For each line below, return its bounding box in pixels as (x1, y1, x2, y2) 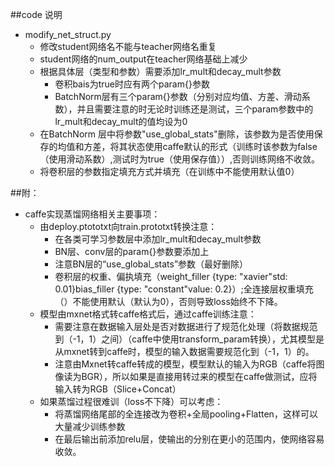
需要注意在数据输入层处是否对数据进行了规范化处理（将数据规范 (54, 321, 318, 332)
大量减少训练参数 (54, 421, 126, 432)
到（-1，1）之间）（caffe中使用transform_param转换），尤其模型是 (54, 333, 325, 345)
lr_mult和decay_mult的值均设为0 (54, 116, 188, 127)
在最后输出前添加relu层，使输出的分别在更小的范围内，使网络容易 (54, 433, 325, 445)
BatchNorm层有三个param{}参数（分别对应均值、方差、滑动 (54, 91, 302, 102)
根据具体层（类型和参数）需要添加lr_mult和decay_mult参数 (39, 66, 282, 77)
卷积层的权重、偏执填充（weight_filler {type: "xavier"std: (54, 271, 288, 282)
